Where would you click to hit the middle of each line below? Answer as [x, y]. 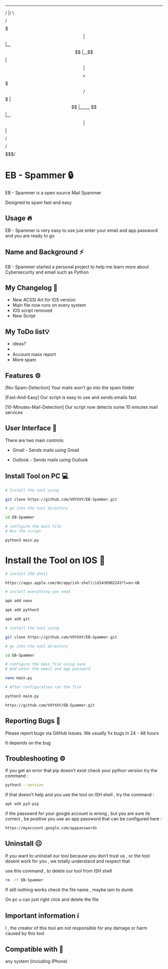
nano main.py [19, 678]
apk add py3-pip [22, 804]
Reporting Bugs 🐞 [33, 721]
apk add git [17, 619]
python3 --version [24, 785]
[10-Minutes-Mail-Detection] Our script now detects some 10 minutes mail [81, 407]
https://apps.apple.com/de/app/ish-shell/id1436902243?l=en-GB [72, 583]
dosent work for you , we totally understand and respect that [67, 861]
